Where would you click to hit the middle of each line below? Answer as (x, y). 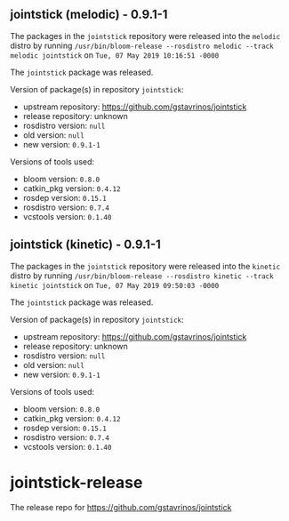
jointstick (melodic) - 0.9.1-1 (89, 15)
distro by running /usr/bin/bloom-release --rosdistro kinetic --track (142, 276)
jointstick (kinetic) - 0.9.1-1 (85, 245)
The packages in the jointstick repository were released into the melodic (145, 36)
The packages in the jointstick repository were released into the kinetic (145, 266)
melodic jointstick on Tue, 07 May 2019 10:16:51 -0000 (115, 55)
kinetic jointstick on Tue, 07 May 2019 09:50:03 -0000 (115, 285)
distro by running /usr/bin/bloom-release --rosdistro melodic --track (142, 45)
